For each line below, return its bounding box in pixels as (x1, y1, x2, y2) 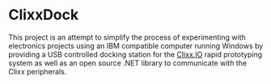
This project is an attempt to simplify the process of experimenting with (8, 32, 246, 42)
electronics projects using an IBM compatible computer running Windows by (8, 40, 264, 50)
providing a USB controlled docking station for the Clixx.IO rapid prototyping (8, 49, 263, 59)
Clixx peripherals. (8, 66, 67, 76)
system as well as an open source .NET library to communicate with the (8, 58, 248, 68)
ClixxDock (8, 6, 79, 24)
